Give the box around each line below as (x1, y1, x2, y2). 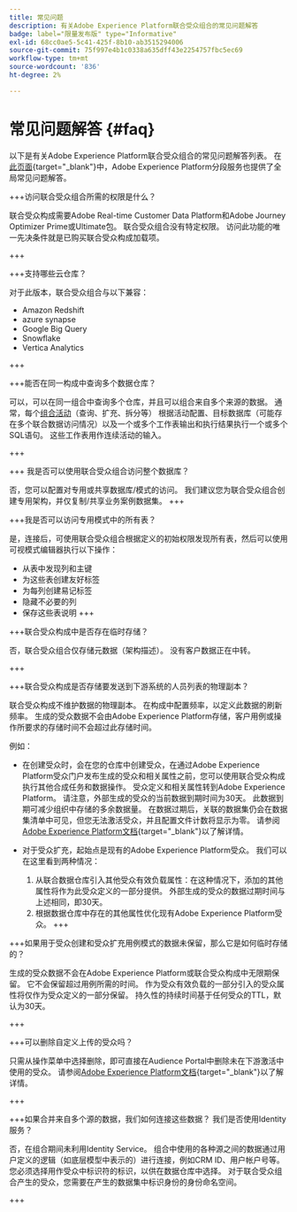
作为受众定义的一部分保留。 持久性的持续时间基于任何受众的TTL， (32, 989, 274, 1000)
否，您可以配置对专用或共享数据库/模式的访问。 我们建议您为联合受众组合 (9, 484, 278, 495)
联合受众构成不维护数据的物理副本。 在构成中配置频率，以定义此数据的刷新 (9, 699, 283, 710)
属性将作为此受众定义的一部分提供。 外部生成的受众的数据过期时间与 (34, 885, 286, 896)
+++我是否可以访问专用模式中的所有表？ (9, 514, 156, 525)
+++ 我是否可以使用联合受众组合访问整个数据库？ (9, 466, 190, 476)
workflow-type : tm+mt (9, 54, 89, 63)
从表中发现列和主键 (21, 563, 93, 574)
